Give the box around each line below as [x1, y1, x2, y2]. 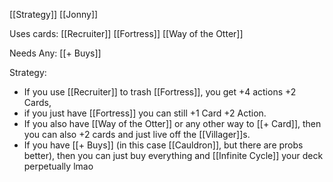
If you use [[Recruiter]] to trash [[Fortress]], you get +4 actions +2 [23, 86, 297, 98]
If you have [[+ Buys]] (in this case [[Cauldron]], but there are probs [23, 139, 304, 151]
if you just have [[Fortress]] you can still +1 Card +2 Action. [23, 107, 267, 119]
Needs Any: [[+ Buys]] [9, 47, 102, 59]
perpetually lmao [23, 160, 94, 172]
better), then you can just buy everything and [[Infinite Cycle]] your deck [23, 150, 324, 161]
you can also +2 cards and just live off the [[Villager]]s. [23, 129, 251, 140]
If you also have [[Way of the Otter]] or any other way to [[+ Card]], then [23, 118, 322, 129]
